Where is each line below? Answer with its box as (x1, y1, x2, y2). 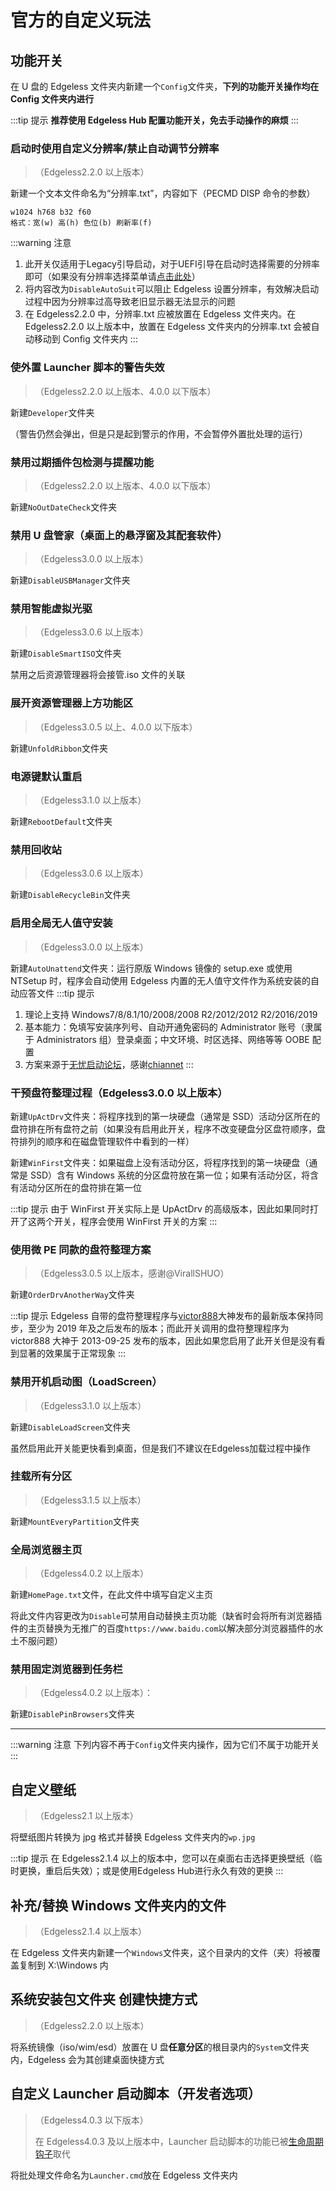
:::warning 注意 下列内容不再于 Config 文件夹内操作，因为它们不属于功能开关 (10, 1739, 320, 1751)
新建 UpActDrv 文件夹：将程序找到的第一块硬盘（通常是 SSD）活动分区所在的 (10, 1110, 321, 1122)
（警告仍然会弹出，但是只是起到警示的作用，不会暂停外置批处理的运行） (10, 427, 308, 440)
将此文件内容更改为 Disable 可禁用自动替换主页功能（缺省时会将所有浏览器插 (10, 1610, 323, 1622)
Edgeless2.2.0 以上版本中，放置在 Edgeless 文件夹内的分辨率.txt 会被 (24, 321, 312, 333)
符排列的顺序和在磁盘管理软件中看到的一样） (10, 1135, 195, 1147)
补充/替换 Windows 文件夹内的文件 (10, 1897, 227, 1914)
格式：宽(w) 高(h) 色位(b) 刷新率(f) (10, 218, 153, 228)
